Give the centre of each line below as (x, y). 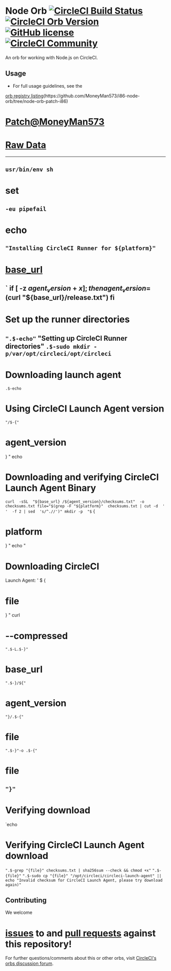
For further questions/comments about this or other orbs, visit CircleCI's (81, 958)
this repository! (39, 944)
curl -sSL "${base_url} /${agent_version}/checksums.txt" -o (75, 502)
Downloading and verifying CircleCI (82, 477)
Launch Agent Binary (51, 488)
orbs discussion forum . (30, 963)
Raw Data (26, 145)
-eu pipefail (26, 209)
